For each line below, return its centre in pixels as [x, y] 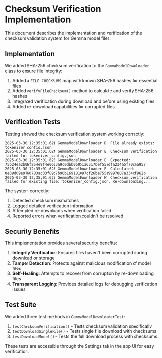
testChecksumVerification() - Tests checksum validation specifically [82, 326]
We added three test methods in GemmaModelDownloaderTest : [65, 317]
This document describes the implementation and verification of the [74, 33]
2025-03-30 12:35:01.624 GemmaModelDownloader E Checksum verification [81, 151]
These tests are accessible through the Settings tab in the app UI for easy [80, 346]
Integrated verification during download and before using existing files [83, 101]
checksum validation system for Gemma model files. [58, 38]
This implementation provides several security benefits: [61, 243]
